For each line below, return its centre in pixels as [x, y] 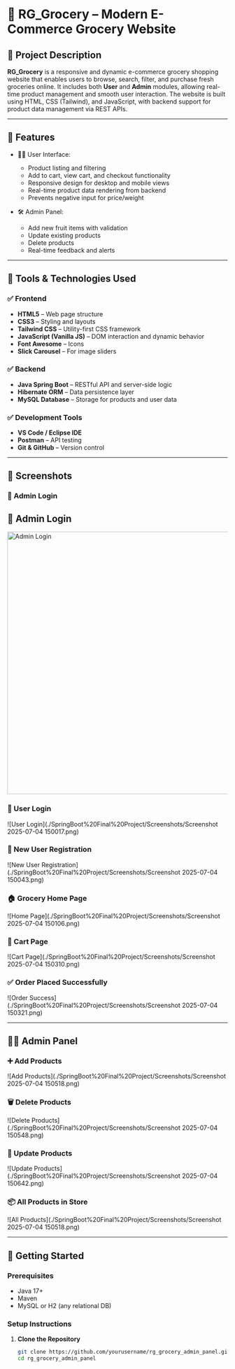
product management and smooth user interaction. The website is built [123, 94]
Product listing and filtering [67, 168]
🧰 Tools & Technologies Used [72, 279]
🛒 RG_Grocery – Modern [78, 14]
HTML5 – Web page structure [60, 314]
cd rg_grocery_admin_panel [57, 1359]
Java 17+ [30, 1291]
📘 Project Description [55, 55]
